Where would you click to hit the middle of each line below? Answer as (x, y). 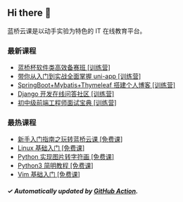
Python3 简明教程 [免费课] (55, 165)
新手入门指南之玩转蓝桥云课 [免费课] (70, 139)
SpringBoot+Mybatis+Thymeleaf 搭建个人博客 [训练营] (96, 85)
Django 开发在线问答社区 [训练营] (66, 94)
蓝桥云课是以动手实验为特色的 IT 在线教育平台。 (77, 31)
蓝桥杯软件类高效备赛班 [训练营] (64, 68)
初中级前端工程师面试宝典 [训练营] (67, 103)
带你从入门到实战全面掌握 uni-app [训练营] (79, 76)
